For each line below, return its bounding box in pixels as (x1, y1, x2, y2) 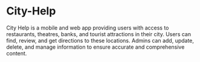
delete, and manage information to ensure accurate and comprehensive (6, 43, 185, 51)
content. (6, 49, 27, 57)
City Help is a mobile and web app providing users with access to (6, 24, 169, 31)
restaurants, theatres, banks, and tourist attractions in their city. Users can (6, 30, 192, 37)
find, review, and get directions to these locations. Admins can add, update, (6, 37, 195, 44)
